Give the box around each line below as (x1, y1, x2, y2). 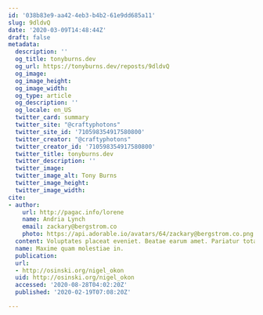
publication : (15, 252, 58, 259)
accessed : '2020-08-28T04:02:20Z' (15, 281, 128, 289)
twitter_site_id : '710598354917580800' (15, 128, 146, 136)
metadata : (8, 41, 41, 49)
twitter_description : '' (15, 157, 96, 165)
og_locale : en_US (15, 107, 72, 114)
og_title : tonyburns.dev (15, 56, 96, 63)
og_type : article (15, 92, 72, 100)
